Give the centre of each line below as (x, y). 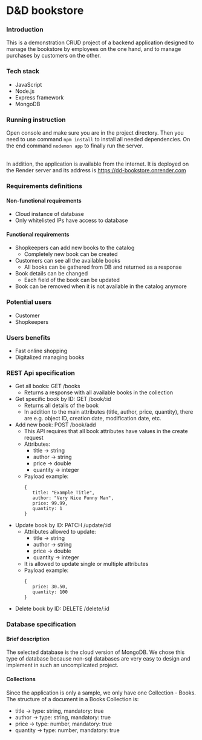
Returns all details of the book (61, 405)
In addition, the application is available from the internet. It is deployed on (98, 164)
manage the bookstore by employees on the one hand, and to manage (94, 49)
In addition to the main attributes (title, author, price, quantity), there (109, 412)
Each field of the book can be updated (72, 280)
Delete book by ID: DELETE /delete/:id (62, 609)
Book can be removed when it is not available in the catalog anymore (101, 286)
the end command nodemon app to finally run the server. (75, 146)
